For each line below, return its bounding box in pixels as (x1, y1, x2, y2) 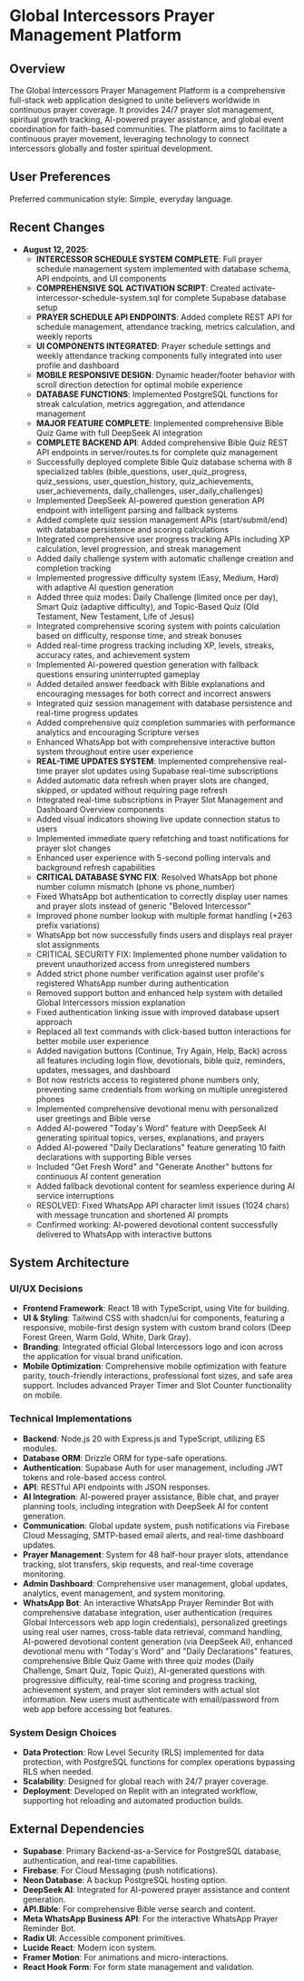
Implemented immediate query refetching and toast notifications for (35, 832, 289, 843)
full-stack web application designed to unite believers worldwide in (9, 95, 260, 105)
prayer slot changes (35, 842, 112, 853)
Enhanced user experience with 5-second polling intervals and (35, 851, 270, 863)
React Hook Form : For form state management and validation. (22, 1961, 255, 1972)
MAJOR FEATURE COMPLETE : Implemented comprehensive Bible (35, 417, 284, 428)
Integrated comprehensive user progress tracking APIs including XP (35, 533, 290, 544)
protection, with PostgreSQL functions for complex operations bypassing (22, 1756, 296, 1767)
